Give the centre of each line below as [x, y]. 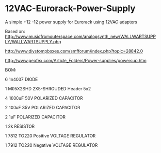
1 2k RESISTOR [20, 126]
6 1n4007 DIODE [21, 79]
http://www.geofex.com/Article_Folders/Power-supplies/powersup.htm [76, 60]
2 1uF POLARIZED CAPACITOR [35, 117]
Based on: [15, 31]
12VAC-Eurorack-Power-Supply [70, 8]
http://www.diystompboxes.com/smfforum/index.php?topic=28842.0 [74, 51]
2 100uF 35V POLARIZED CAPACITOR [43, 107]
